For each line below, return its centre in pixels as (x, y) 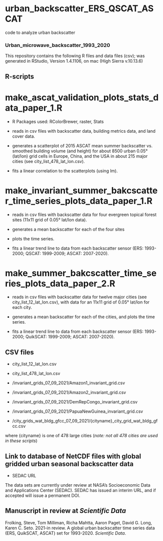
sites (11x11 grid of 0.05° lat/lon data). (49, 220)
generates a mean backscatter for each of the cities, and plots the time (83, 317)
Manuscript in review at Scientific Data (65, 511)
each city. (22, 307)
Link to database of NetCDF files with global (73, 456)
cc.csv (19, 426)
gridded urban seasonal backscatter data (69, 464)
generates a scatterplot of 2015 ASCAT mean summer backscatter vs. (82, 145)
